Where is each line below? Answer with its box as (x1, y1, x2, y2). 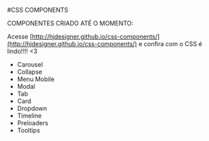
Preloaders (16, 119, 49, 127)
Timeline (16, 111, 42, 120)
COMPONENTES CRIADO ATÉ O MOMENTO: (7, 19, 134, 27)
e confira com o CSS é (138, 40, 203, 47)
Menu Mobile (16, 75, 55, 83)
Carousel (16, 61, 43, 68)
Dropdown (16, 105, 47, 112)
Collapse (16, 68, 43, 76)
